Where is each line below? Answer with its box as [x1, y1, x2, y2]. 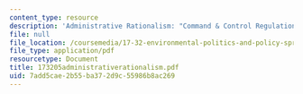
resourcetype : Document [9, 55, 99, 64]
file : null [9, 30, 50, 38]
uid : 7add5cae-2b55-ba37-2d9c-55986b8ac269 [9, 72, 176, 81]
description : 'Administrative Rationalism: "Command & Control [9, 21, 252, 30]
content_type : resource [9, 13, 99, 22]
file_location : [9, 38, 67, 47]
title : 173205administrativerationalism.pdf [9, 64, 179, 73]
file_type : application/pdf [9, 47, 115, 56]
